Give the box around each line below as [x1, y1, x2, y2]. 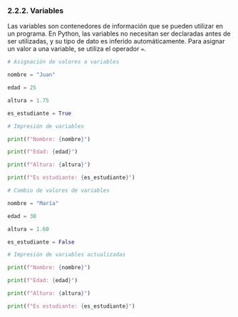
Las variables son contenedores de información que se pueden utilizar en [7, 22, 223, 31]
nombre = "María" [7, 199, 59, 207]
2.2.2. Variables [7, 6, 64, 16]
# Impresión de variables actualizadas [7, 251, 126, 259]
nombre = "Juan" [7, 71, 56, 78]
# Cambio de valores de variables [7, 187, 110, 194]
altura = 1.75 [7, 97, 50, 104]
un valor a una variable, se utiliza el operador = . [7, 45, 146, 53]
